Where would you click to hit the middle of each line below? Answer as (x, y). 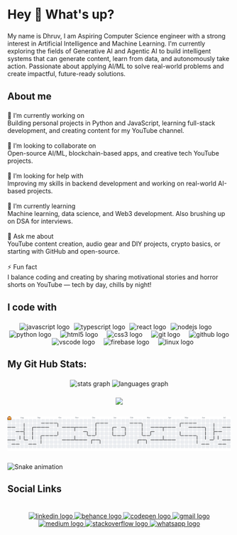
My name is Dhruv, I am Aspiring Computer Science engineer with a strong (116, 36)
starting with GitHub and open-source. (64, 252)
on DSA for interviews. (40, 221)
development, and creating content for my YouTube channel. (96, 131)
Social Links (35, 489)
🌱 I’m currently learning (42, 206)
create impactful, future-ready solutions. (67, 74)
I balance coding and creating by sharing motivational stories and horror (113, 277)
